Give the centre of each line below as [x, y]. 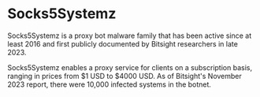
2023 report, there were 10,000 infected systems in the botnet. [110, 84]
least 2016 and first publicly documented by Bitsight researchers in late [123, 43]
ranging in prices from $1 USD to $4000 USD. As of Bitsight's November [124, 76]
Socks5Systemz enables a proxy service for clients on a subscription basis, [130, 67]
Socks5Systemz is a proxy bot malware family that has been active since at [130, 35]
